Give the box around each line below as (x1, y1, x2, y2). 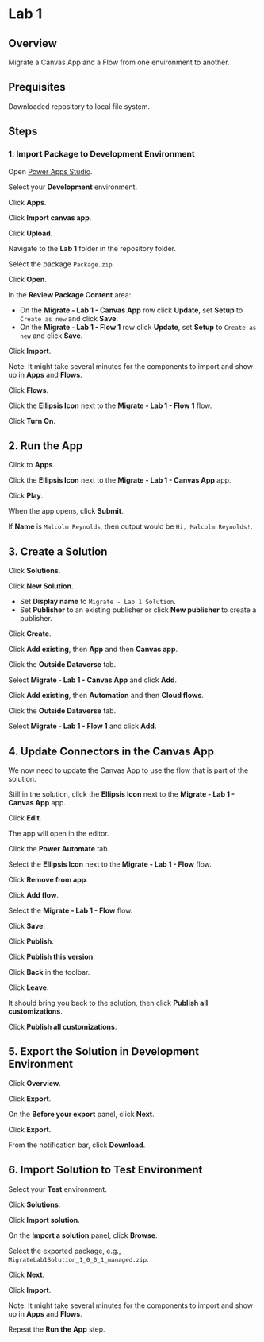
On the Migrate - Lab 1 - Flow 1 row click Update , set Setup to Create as (19, 322, 257, 332)
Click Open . (8, 274, 48, 284)
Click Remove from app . (8, 875, 89, 884)
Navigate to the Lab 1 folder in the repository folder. (8, 243, 177, 253)
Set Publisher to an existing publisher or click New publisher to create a (19, 605, 257, 615)
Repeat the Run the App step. (8, 1325, 105, 1334)
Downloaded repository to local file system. (8, 101, 151, 111)
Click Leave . (8, 983, 49, 992)
